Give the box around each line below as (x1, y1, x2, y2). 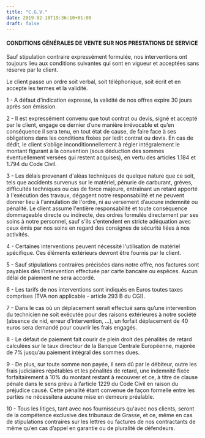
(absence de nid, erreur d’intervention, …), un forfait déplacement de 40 (6, 317, 188, 325)
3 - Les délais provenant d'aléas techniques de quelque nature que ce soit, (6, 172, 195, 179)
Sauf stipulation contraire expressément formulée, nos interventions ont (6, 53, 188, 60)
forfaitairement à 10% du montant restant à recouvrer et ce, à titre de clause (6, 373, 198, 380)
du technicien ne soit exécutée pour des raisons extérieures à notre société (6, 311, 197, 318)
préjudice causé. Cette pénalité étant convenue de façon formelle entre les (6, 387, 195, 394)
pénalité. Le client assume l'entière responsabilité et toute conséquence (6, 205, 188, 212)
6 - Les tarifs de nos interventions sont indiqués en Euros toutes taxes (6, 285, 184, 293)
